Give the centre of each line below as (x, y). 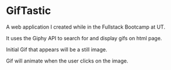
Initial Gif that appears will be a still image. (57, 49)
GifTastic (29, 11)
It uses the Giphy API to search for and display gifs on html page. (84, 38)
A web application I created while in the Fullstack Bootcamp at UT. (85, 27)
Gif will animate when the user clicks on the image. (67, 61)
